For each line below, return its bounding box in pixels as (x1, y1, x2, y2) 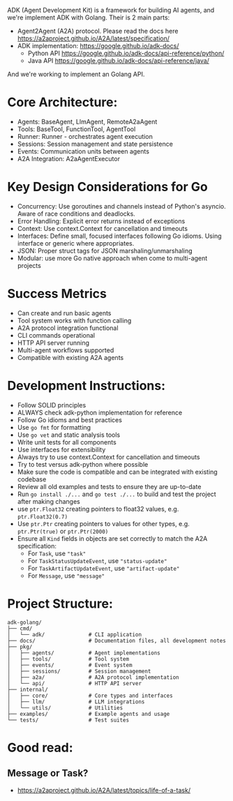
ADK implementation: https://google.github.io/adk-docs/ (17, 42, 179, 50)
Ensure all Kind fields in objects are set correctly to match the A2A (17, 534, 208, 543)
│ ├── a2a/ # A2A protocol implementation (7, 673, 179, 681)
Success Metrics (7, 286, 107, 302)
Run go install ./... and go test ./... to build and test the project (17, 490, 216, 498)
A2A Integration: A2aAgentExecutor (17, 154, 121, 163)
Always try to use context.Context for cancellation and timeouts (17, 453, 200, 461)
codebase (17, 474, 47, 484)
